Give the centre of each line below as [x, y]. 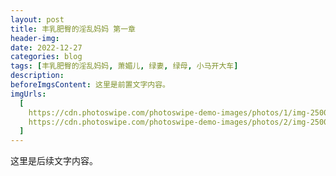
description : [37, 76]
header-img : [35, 38]
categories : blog [46, 57]
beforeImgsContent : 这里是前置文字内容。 [90, 85]
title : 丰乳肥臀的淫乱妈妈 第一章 [73, 29]
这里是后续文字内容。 [54, 161]
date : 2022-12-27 [46, 47]
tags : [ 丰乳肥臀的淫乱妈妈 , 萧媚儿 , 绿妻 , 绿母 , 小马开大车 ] [124, 66]
